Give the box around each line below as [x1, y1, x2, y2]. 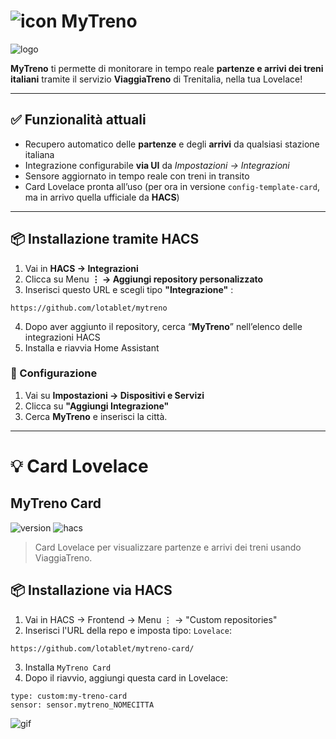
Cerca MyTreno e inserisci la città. [24, 410, 168, 422]
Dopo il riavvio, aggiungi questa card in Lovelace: [24, 671, 228, 684]
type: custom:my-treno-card [10, 691, 128, 701]
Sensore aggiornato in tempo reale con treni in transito [24, 170, 250, 182]
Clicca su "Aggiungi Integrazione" [24, 400, 170, 412]
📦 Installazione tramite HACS [10, 231, 200, 248]
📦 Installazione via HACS [10, 582, 173, 599]
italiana [24, 148, 55, 160]
